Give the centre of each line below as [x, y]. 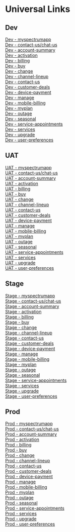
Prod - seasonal [22, 503]
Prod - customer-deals [28, 471]
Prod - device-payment [29, 477]
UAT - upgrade [20, 263]
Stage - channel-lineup [29, 332]
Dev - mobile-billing [25, 103]
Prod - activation [22, 439]
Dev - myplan [19, 108]
